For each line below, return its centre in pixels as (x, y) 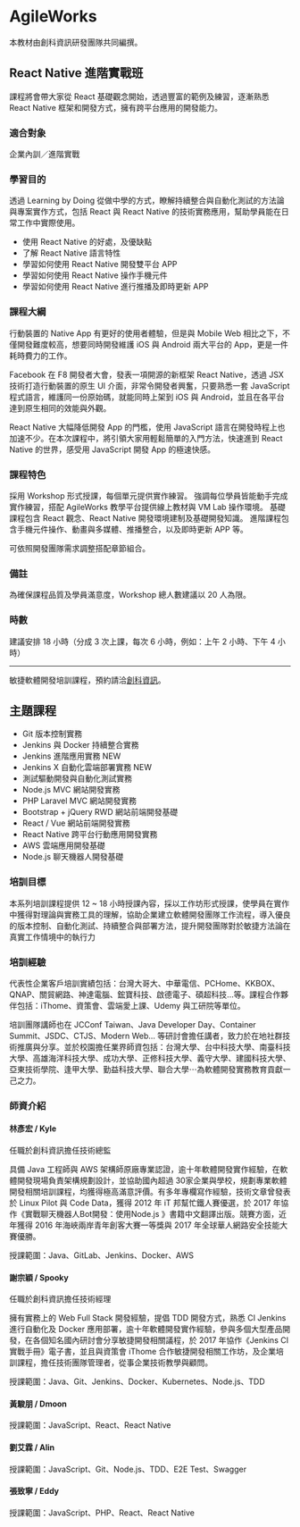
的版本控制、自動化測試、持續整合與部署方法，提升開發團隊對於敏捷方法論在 (150, 926)
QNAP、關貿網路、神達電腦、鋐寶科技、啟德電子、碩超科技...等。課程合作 (145, 994)
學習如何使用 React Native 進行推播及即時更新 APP (115, 287)
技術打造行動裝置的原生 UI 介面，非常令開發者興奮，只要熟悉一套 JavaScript (150, 385)
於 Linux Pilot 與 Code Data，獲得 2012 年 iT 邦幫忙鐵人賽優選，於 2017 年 (145, 1203)
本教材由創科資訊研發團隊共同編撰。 (76, 42)
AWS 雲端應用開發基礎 (63, 845)
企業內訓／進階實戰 (45, 155)
